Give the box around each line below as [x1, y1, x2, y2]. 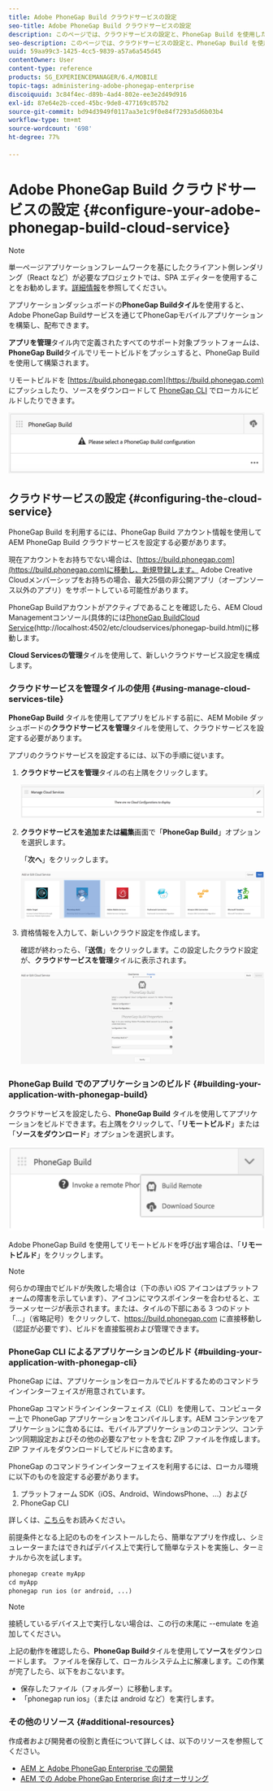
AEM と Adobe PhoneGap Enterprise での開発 [19, 1763, 174, 1773]
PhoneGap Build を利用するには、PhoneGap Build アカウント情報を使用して [8, 527, 262, 537]
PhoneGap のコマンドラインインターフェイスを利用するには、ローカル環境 [8, 1462, 258, 1471]
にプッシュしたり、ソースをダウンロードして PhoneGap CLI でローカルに [8, 385, 252, 394]
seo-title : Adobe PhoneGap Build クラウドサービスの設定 [8, 21, 192, 30]
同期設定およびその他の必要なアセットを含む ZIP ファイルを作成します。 [22, 1434, 265, 1444]
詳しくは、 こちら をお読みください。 [8, 1515, 130, 1525]
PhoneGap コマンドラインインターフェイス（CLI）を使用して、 [8, 1404, 219, 1414]
